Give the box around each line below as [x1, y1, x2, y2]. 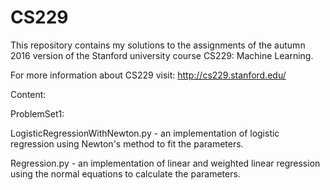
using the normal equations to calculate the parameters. [10, 167, 241, 180]
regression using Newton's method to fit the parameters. [10, 137, 244, 150]
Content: [10, 88, 47, 100]
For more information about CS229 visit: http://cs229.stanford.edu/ [10, 69, 287, 81]
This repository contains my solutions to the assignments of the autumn [10, 39, 306, 51]
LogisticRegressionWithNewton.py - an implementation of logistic [10, 127, 280, 139]
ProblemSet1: [10, 107, 65, 120]
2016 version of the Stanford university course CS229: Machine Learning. [10, 49, 314, 61]
